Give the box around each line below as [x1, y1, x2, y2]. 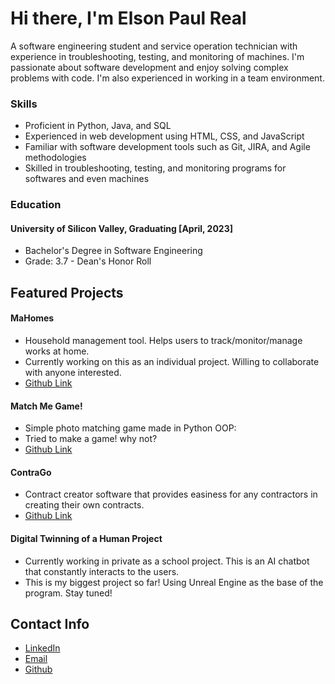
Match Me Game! [10, 400, 83, 412]
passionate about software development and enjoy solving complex [10, 61, 289, 73]
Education [10, 198, 62, 212]
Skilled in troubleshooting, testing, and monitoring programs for [24, 162, 287, 174]
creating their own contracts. [24, 499, 145, 511]
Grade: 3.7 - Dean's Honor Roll [24, 255, 152, 267]
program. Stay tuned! [24, 587, 113, 599]
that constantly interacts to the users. [24, 565, 180, 577]
